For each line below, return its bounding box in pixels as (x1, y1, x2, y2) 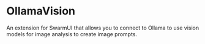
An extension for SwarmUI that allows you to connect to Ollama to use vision (6, 24, 199, 31)
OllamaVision (6, 4, 75, 18)
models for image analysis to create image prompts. (6, 30, 138, 37)
